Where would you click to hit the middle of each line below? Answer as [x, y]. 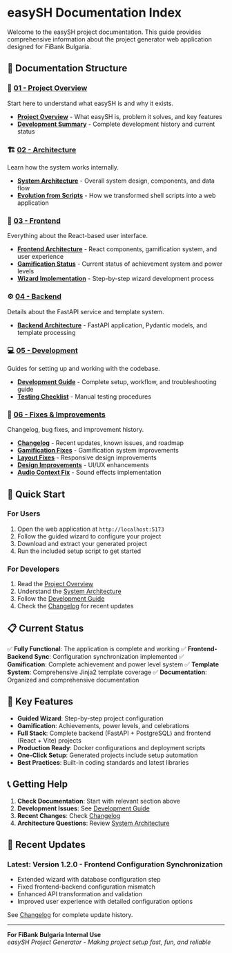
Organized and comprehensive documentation [73, 680]
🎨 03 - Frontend [34, 221]
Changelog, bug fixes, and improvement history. [76, 430]
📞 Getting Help [37, 784]
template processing [46, 332]
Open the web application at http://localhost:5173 [90, 529]
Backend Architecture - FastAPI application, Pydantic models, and [112, 325]
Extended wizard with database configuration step [89, 880]
